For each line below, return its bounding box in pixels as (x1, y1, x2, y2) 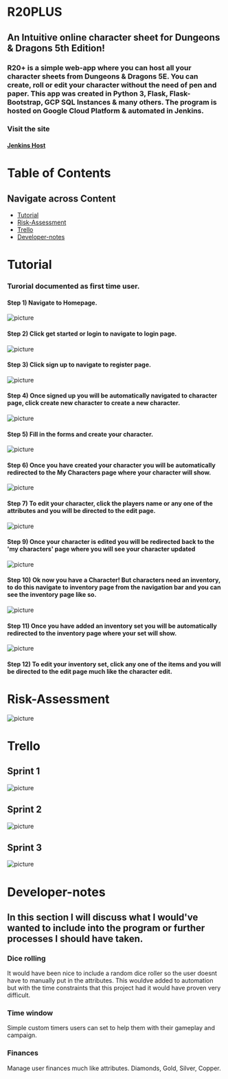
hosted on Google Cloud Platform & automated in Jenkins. (7, 106, 204, 116)
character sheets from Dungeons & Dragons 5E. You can (7, 72, 198, 81)
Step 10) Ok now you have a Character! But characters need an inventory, (7, 576, 221, 585)
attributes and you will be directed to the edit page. (7, 506, 156, 514)
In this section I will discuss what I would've (7, 911, 198, 923)
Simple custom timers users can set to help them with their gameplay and (7, 1024, 215, 1032)
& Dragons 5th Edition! (7, 42, 105, 54)
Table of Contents (7, 166, 111, 181)
